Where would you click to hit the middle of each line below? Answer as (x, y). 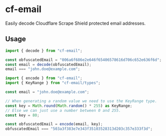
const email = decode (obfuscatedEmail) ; (49, 64)
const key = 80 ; (22, 115)
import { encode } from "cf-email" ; (44, 78)
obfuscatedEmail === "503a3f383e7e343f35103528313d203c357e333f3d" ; (79, 129)
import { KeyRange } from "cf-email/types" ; (53, 83)
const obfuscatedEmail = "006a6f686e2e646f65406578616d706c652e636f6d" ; (84, 60)
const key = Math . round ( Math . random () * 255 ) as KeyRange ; (69, 106)
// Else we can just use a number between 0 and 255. (63, 110)
